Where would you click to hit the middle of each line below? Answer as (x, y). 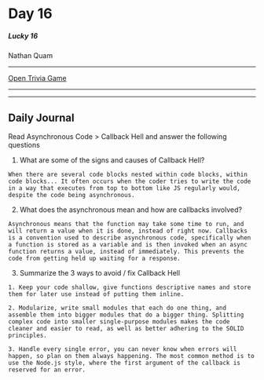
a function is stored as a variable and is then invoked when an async (128, 244)
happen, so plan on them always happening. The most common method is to (132, 356)
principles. (27, 335)
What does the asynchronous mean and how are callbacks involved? (130, 210)
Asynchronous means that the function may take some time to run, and (126, 224)
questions (24, 144)
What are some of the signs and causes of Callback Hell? (112, 160)
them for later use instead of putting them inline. (96, 294)
